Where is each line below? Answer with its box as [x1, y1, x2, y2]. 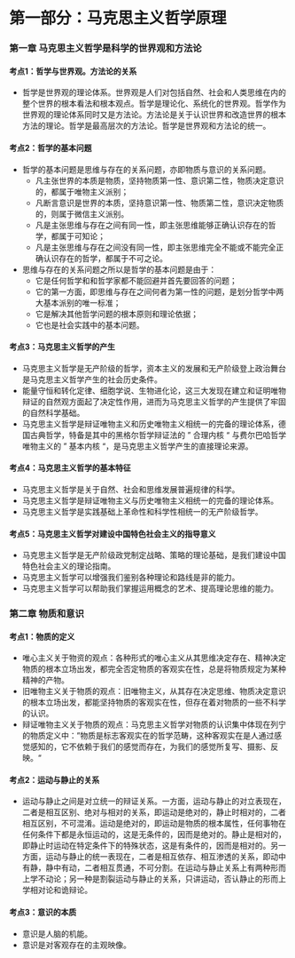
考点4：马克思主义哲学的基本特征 [9, 463, 131, 474]
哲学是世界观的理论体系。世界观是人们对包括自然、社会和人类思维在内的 [21, 87, 286, 98]
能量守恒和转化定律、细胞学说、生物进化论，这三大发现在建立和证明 [21, 385, 271, 395]
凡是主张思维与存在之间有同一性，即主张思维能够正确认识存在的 [35, 220, 268, 230]
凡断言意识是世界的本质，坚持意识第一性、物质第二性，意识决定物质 [35, 197, 284, 208]
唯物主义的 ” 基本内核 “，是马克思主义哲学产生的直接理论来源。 [21, 441, 253, 451]
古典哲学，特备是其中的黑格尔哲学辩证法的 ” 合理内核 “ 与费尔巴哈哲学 [29, 429, 286, 440]
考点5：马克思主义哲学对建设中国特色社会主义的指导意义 [9, 528, 216, 539]
